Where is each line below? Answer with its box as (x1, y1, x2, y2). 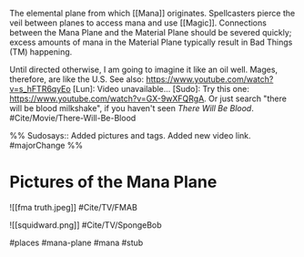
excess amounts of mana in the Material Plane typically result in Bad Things (9, 36, 293, 47)
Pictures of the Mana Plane (9, 172, 218, 192)
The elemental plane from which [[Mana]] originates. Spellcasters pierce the (9, 8, 296, 18)
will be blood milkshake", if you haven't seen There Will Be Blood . (9, 103, 255, 113)
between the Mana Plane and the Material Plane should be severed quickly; (9, 27, 292, 37)
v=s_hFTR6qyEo (9, 84, 71, 94)
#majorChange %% (9, 140, 84, 150)
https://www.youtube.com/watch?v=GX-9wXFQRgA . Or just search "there (9, 93, 287, 104)
